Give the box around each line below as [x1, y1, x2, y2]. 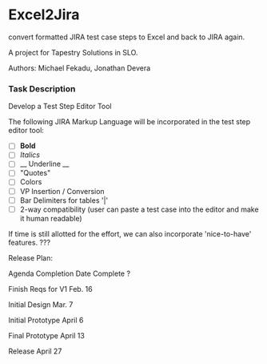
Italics [19, 150, 40, 160]
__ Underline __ [19, 159, 70, 169]
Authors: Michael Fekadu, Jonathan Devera [8, 63, 151, 73]
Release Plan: [8, 253, 54, 262]
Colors [19, 177, 42, 187]
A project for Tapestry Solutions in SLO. [8, 47, 138, 57]
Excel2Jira [8, 6, 80, 24]
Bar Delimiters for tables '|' [19, 195, 109, 205]
